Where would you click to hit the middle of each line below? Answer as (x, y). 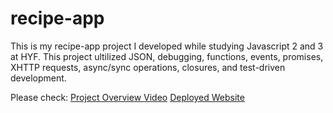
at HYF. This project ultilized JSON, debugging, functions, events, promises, (167, 56)
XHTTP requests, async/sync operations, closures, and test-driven (148, 67)
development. (38, 78)
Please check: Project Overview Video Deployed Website (127, 97)
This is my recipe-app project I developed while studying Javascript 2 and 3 (167, 46)
